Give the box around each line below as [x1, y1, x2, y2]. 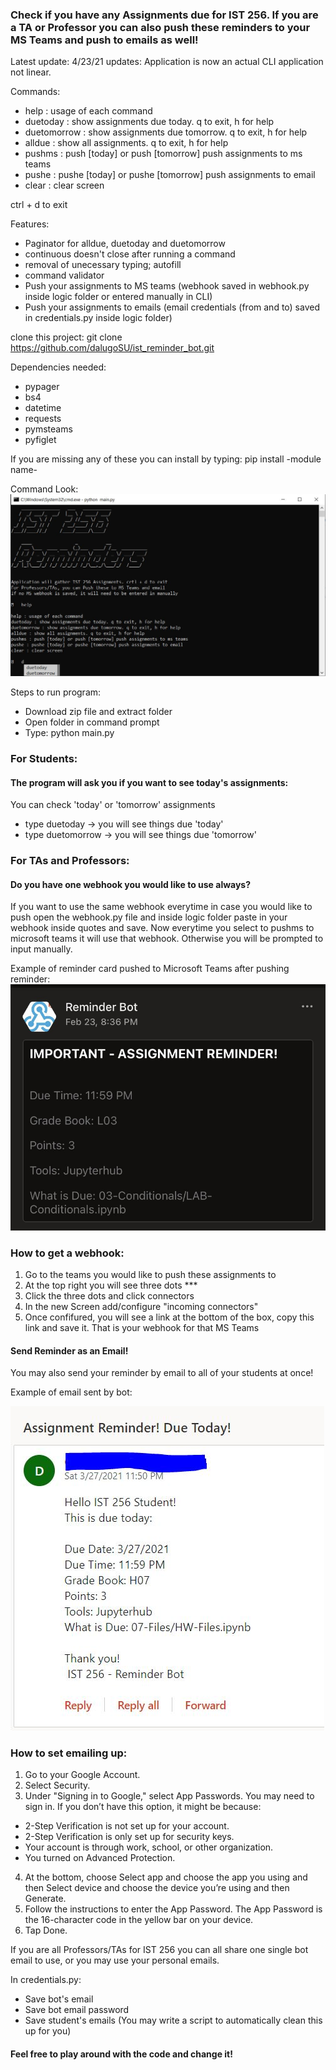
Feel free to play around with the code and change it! [10, 2048, 233, 2060]
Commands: [10, 86, 61, 98]
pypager [24, 381, 60, 393]
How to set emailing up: [10, 1746, 128, 1760]
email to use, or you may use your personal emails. [10, 1954, 220, 1967]
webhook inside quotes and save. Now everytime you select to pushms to [10, 922, 315, 934]
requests [24, 413, 62, 425]
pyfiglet [24, 434, 57, 446]
